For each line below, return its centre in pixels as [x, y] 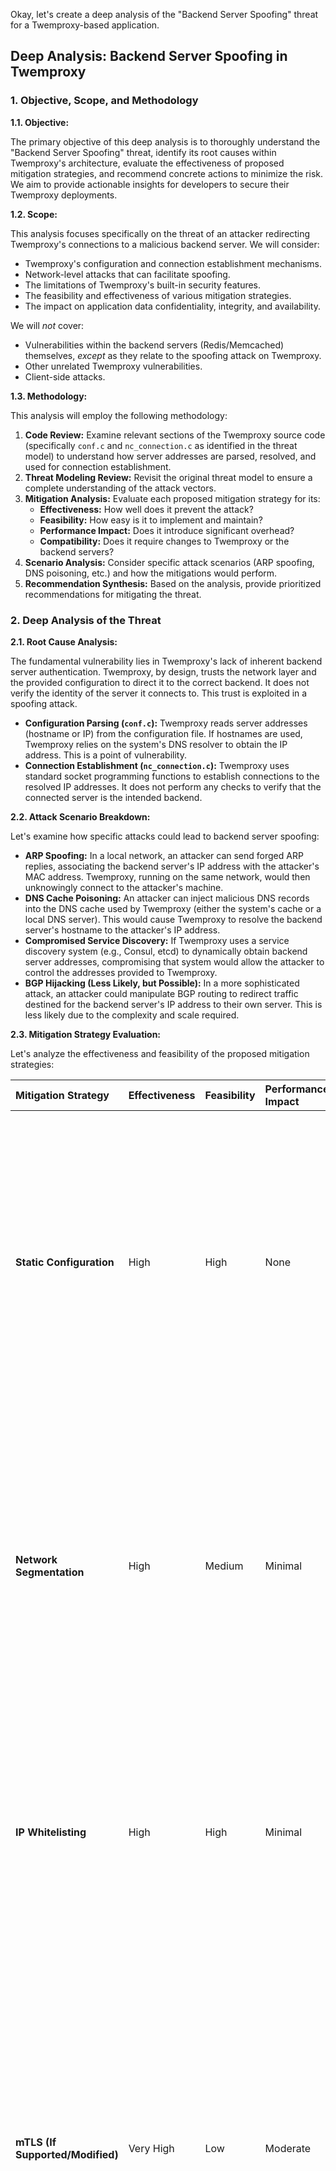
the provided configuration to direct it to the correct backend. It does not [160, 682]
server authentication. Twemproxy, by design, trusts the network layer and [163, 671]
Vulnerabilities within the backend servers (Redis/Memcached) [154, 345]
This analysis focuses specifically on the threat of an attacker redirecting [160, 233]
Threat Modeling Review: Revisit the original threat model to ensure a [168, 477]
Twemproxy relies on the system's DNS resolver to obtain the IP [156, 744]
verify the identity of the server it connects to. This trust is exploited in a [159, 693]
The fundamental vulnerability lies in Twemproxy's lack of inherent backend [166, 661]
